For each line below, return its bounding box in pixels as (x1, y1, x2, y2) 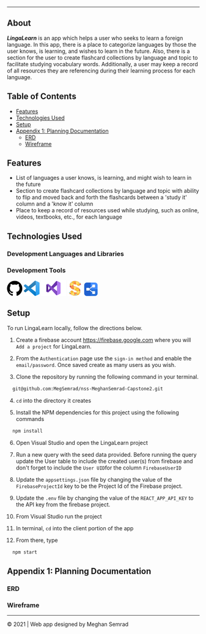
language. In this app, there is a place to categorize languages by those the (7, 41, 197, 48)
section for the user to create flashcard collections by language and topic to (7, 53, 198, 61)
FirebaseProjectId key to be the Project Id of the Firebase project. (15, 482, 183, 490)
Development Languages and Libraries (7, 249, 124, 258)
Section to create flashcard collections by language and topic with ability (15, 187, 199, 195)
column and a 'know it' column (15, 200, 94, 207)
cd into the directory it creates (15, 396, 91, 404)
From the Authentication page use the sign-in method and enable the (15, 354, 192, 362)
